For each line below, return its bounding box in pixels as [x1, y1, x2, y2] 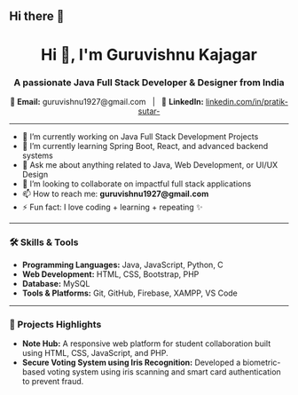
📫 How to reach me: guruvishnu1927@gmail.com [21, 188, 209, 199]
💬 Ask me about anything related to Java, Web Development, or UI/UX [21, 159, 278, 170]
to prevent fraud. [21, 376, 84, 387]
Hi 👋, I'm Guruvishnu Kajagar [40, 44, 258, 65]
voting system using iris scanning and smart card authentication [47, 367, 281, 377]
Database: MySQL [21, 279, 90, 289]
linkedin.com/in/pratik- [205, 96, 288, 107]
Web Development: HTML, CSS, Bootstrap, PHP [21, 269, 200, 280]
